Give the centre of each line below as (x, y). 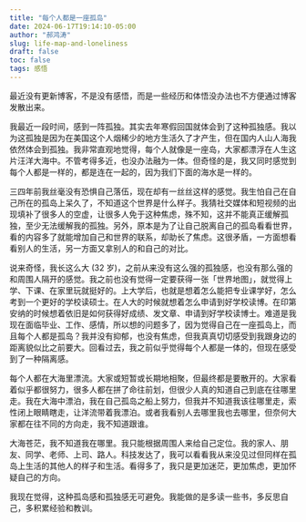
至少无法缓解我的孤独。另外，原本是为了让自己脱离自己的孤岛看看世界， (161, 225)
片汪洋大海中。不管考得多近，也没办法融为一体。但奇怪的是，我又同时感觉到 (153, 160)
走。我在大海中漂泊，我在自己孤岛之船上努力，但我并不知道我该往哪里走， (149, 401)
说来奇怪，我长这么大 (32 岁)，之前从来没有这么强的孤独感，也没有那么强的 (151, 267)
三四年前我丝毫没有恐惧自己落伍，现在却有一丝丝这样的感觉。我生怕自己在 (149, 191)
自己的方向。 (41, 477)
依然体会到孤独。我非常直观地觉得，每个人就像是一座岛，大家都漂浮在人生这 (153, 149)
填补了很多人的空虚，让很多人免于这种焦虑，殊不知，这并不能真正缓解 (148, 214)
